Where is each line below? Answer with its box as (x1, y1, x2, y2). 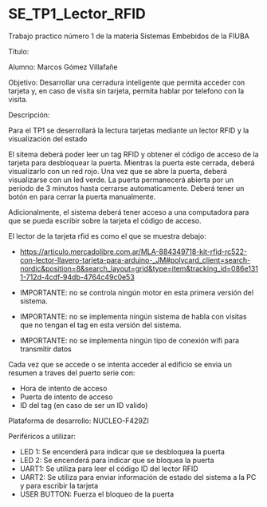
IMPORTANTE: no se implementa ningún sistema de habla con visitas (19, 311, 247, 321)
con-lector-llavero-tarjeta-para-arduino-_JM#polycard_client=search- (19, 255, 251, 264)
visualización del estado (8, 133, 88, 144)
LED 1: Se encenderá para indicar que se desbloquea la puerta (19, 446, 226, 456)
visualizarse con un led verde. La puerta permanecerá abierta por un (8, 175, 234, 184)
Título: (8, 46, 29, 56)
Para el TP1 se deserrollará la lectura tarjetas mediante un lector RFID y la (8, 125, 249, 135)
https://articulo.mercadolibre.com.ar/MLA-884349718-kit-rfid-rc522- (19, 247, 248, 256)
